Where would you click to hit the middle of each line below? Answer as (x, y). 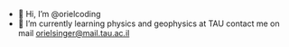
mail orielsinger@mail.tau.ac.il (74, 33)
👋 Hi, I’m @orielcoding (59, 14)
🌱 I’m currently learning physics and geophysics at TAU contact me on (149, 23)
